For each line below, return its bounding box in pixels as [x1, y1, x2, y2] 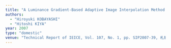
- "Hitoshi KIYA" [10, 21, 47, 26]
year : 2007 [5, 26, 28, 31]
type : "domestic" [5, 30, 42, 35]
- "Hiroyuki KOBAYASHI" [10, 16, 60, 21]
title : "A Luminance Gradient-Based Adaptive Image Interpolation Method [5, 7, 165, 12]
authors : [5, 12, 24, 17]
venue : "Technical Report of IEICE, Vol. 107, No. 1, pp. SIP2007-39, [5, 35, 158, 40]
